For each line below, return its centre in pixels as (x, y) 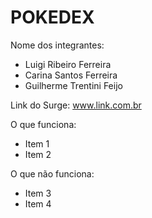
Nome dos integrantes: (57, 45)
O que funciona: (43, 124)
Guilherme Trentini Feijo (73, 85)
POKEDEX (52, 17)
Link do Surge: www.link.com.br (76, 105)
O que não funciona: (52, 173)
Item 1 (37, 143)
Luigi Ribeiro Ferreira (68, 64)
